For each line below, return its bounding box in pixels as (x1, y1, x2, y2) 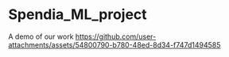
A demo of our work (8, 32, 74, 41)
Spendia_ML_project (8, 6, 147, 24)
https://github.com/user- (75, 32, 157, 41)
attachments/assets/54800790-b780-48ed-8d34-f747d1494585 (8, 40, 221, 49)
